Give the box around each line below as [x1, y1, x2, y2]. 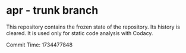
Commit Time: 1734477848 [6, 41, 73, 48]
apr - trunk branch [6, 4, 99, 17]
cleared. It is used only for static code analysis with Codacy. [6, 29, 153, 36]
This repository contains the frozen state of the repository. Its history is [6, 23, 180, 30]
